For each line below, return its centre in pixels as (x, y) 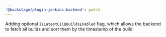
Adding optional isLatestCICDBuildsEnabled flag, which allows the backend (83, 24)
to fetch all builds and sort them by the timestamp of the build (69, 29)
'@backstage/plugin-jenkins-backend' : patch (53, 10)
